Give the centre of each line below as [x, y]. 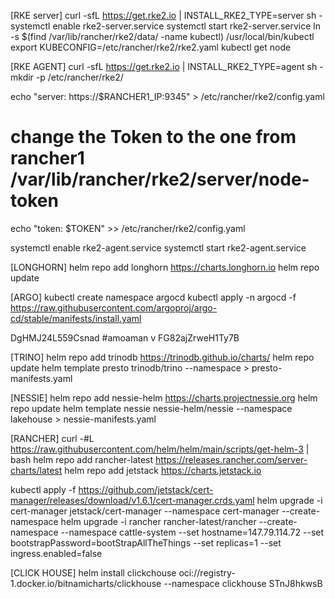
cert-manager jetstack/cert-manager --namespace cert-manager [145, 511]
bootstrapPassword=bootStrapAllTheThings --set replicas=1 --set [146, 542]
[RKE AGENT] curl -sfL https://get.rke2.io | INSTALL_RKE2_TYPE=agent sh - [167, 66]
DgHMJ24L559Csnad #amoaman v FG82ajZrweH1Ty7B [125, 337]
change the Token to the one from [153, 137]
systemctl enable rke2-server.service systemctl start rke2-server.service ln [166, 26]
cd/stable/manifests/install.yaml [76, 318]
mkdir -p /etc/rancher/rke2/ [67, 77]
